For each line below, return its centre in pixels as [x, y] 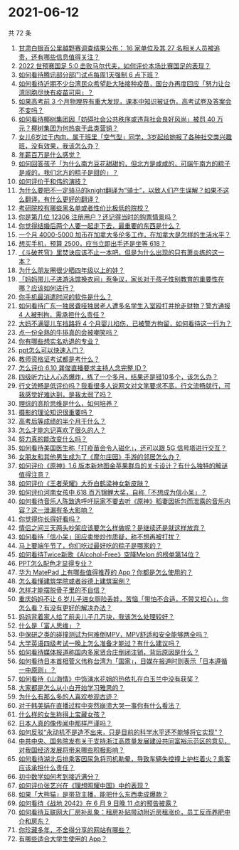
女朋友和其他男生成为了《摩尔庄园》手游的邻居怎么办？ [99, 456]
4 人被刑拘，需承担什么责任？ [62, 314]
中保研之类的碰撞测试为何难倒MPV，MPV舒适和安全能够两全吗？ [113, 634]
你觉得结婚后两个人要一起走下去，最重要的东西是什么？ [99, 225]
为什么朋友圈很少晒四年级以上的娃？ [71, 270]
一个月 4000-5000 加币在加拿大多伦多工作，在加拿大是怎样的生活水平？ [124, 235]
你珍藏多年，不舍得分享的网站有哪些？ [74, 829]
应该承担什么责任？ [47, 768]
